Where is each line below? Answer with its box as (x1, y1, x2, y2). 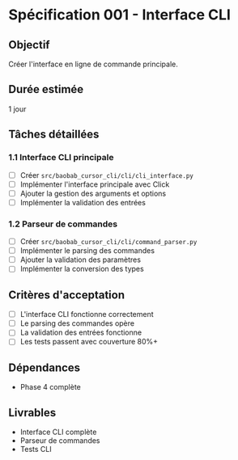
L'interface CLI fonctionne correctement (19, 310, 154, 319)
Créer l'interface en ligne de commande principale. (8, 59, 178, 69)
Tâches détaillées (8, 128, 100, 141)
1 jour (8, 103, 27, 114)
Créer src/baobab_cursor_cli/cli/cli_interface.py (19, 170, 194, 179)
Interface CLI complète (19, 427, 97, 437)
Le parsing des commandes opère (19, 319, 135, 328)
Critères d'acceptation (8, 288, 125, 302)
